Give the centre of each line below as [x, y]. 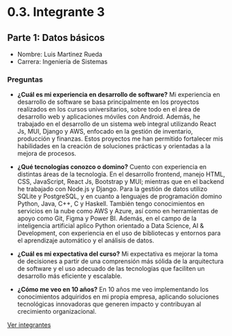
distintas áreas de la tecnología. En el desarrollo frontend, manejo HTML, [121, 175]
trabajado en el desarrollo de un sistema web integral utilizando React [117, 124]
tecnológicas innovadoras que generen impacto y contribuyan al [109, 304]
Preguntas [25, 79]
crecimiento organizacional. [57, 312]
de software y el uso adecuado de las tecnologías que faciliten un [111, 269]
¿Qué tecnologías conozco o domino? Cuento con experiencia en [112, 167]
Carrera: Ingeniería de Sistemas [62, 62]
